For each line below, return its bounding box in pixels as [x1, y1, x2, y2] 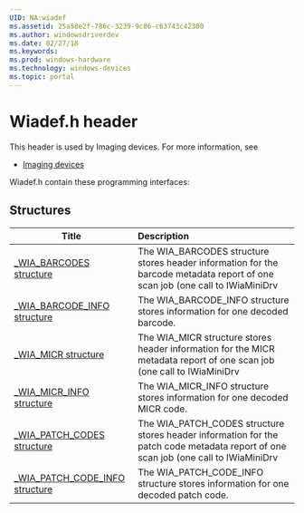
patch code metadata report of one [137, 440, 287, 452]
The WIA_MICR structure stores [137, 331, 272, 344]
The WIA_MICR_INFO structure [137, 380, 270, 392]
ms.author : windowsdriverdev [9, 30, 119, 39]
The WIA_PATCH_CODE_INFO [137, 466, 264, 479]
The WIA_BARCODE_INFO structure [137, 294, 290, 306]
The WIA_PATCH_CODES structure [137, 417, 285, 430]
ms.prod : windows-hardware [9, 55, 111, 64]
